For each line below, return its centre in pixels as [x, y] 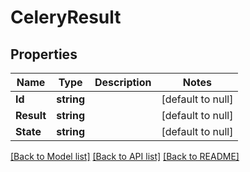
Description [123, 82]
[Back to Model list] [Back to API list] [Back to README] [125, 156]
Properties [44, 54]
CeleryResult [66, 17]
